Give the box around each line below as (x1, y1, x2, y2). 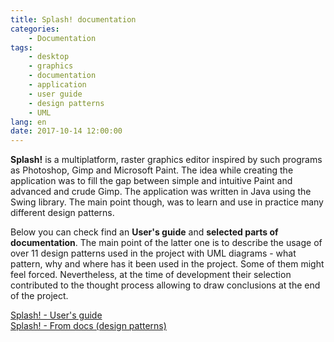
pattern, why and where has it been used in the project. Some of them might (10, 258, 325, 270)
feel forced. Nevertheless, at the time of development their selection (10, 269, 292, 281)
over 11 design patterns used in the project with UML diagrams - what (10, 247, 297, 260)
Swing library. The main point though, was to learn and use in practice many (10, 196, 324, 208)
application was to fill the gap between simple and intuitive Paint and (10, 175, 293, 187)
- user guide (28, 89, 83, 99)
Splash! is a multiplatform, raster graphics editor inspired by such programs (10, 154, 323, 166)
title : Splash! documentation (10, 14, 137, 25)
